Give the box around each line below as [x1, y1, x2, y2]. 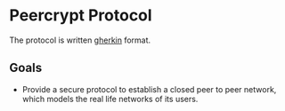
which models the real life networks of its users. [21, 93, 199, 104]
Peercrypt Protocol [9, 5, 153, 26]
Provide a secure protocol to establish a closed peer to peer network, [21, 83, 277, 94]
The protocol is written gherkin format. [9, 35, 151, 45]
